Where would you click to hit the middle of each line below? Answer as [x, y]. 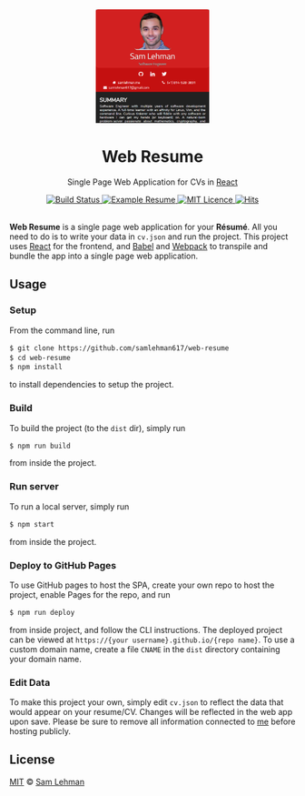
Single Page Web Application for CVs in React [152, 182]
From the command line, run [62, 330]
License [32, 760]
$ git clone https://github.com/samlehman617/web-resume [119, 348]
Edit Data [30, 682]
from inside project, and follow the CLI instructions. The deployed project [146, 630]
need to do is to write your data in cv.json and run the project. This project [149, 237]
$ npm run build [40, 446]
